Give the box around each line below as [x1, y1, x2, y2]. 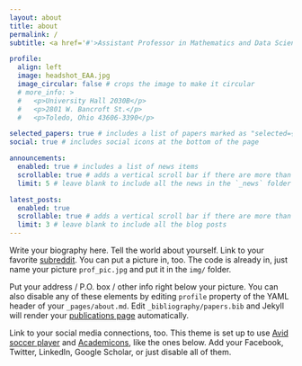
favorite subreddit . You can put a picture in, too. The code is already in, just [9, 254, 289, 265]
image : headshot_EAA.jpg [17, 71, 111, 81]
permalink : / [9, 30, 58, 39]
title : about [9, 22, 58, 31]
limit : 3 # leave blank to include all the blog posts [17, 220, 227, 229]
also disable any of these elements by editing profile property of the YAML [9, 291, 289, 301]
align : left [17, 63, 63, 72]
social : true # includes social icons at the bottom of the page [9, 138, 259, 147]
